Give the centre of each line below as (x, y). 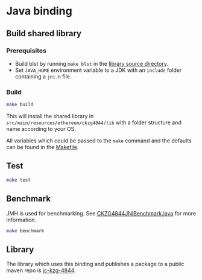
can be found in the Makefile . (43, 147)
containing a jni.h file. (43, 76)
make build (20, 105)
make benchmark (25, 231)
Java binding (39, 11)
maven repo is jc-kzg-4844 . (41, 270)
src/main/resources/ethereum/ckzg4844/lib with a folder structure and (94, 122)
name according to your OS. (41, 129)
